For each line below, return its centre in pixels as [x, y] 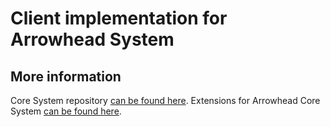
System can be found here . [66, 111]
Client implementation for [119, 18]
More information [66, 76]
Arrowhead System [92, 39]
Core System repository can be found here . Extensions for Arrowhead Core [165, 100]
